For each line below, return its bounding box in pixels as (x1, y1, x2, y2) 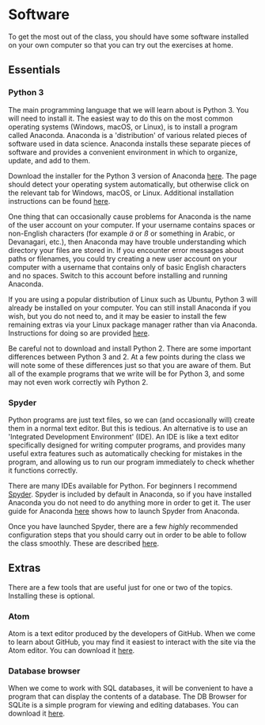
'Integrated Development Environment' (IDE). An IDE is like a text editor (8, 432, 240, 441)
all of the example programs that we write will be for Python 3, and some (8, 369, 245, 378)
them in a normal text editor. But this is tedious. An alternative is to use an (8, 423, 248, 433)
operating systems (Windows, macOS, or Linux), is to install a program (8, 121, 238, 132)
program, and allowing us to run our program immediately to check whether (8, 457, 255, 466)
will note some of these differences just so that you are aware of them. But (8, 360, 252, 370)
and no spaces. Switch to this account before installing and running (8, 270, 228, 280)
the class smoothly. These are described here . (8, 538, 160, 548)
